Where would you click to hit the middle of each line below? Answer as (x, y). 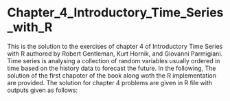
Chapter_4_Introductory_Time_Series (115, 13)
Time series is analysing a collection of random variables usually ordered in (114, 60)
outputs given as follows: (42, 90)
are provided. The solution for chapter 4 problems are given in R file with (110, 82)
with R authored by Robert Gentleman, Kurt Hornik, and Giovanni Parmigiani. (115, 54)
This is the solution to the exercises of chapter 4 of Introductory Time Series (115, 46)
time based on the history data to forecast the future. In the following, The (112, 68)
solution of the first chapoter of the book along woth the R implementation (112, 75)
